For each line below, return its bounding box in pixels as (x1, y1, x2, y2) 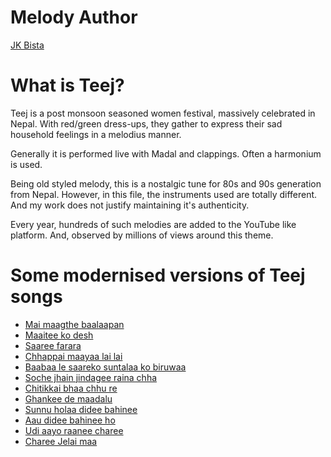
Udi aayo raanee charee (24, 424, 124, 436)
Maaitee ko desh (24, 329, 94, 341)
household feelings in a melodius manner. (10, 128, 182, 140)
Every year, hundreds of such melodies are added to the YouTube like (10, 218, 297, 230)
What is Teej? (10, 74, 125, 97)
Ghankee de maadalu (24, 392, 113, 405)
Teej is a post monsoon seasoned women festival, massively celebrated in (10, 107, 316, 119)
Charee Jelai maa (24, 435, 98, 447)
